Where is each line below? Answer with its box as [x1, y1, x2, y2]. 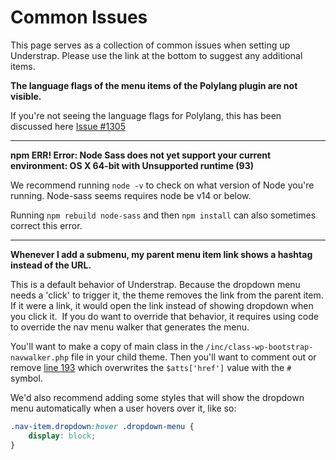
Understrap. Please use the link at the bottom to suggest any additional [10, 49, 303, 61]
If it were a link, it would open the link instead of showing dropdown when [10, 299, 314, 311]
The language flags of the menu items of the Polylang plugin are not [10, 79, 298, 91]
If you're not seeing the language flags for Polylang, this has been [10, 109, 282, 121]
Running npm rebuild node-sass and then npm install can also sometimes [10, 209, 317, 221]
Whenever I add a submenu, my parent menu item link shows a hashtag [10, 248, 313, 260]
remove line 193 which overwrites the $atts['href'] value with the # [10, 361, 292, 373]
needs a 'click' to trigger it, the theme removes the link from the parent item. [10, 289, 324, 301]
